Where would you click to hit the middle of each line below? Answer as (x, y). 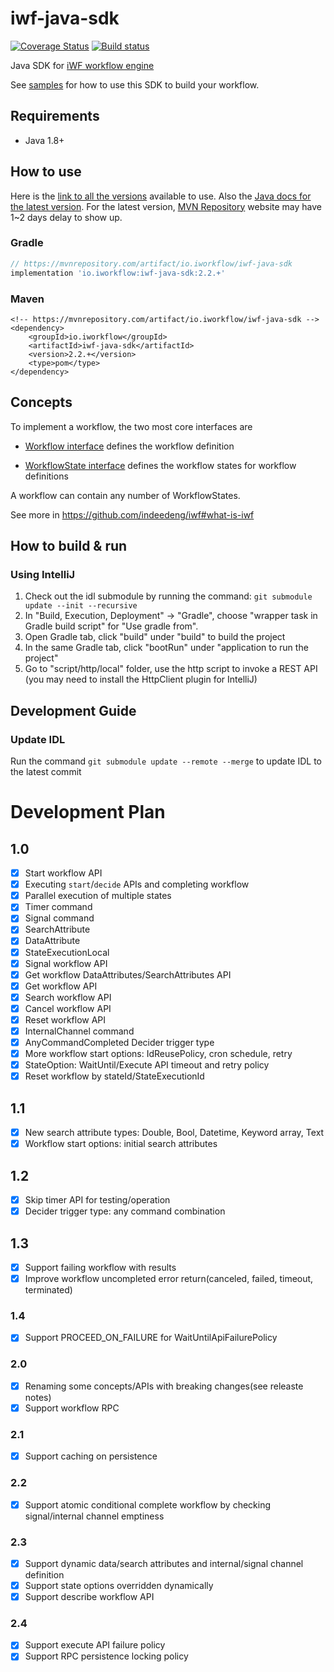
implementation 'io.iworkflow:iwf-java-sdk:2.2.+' (118, 273)
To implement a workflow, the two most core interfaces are (131, 426)
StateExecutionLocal (67, 952)
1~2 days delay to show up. (66, 217)
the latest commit (46, 772)
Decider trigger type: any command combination (125, 1211)
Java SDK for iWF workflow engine (82, 65)
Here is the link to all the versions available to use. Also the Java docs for (161, 196)
